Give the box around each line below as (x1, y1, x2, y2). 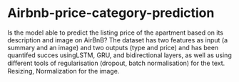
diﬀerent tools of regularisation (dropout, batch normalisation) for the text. (7, 59, 225, 67)
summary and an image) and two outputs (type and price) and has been (7, 43, 219, 52)
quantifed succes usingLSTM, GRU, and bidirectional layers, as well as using (7, 51, 232, 59)
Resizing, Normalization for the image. (7, 66, 120, 75)
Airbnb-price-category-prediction (7, 5, 215, 21)
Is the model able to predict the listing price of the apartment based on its (7, 28, 223, 37)
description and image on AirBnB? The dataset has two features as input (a (7, 35, 228, 44)
